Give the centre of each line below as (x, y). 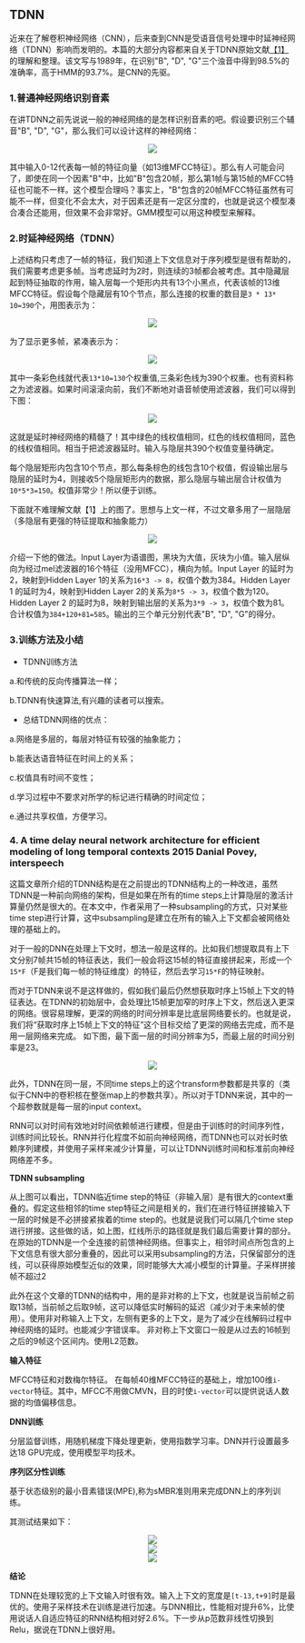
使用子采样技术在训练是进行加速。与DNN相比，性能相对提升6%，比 (160, 1607)
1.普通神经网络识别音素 (60, 97)
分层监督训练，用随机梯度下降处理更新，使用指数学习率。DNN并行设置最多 (150, 1441)
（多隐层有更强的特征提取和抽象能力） (81, 521)
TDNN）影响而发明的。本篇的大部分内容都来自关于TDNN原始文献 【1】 (157, 49)
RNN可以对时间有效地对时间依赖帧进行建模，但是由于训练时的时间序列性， (149, 1125)
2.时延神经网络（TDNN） (65, 238)
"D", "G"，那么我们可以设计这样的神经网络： (117, 131)
